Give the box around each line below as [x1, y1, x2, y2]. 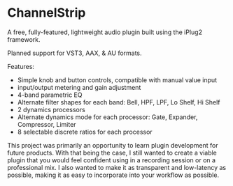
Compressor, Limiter [17, 120, 76, 128]
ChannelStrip [7, 5, 86, 21]
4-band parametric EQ [17, 91, 83, 99]
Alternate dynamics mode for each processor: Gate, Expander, [17, 113, 198, 121]
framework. [7, 35, 41, 43]
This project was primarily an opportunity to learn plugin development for [7, 141, 218, 149]
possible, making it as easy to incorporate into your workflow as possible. [7, 171, 219, 179]
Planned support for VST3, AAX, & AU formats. [7, 49, 142, 57]
